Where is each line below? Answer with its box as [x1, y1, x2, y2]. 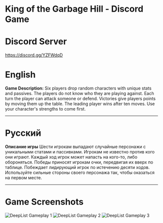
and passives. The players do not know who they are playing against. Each [5, 91, 154, 96]
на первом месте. [5, 175, 42, 181]
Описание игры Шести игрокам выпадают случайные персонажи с [5, 144, 146, 149]
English [5, 69, 36, 80]
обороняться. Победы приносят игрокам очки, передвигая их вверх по [5, 159, 154, 165]
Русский [5, 128, 41, 139]
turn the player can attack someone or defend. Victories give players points [5, 96, 156, 102]
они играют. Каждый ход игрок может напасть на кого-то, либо [5, 154, 137, 160]
